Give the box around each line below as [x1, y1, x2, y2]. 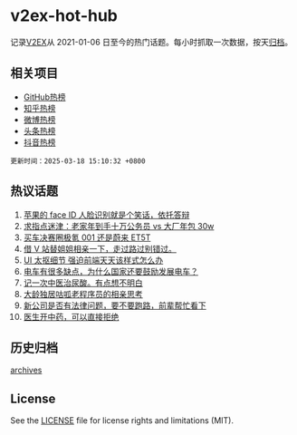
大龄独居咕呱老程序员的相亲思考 [23, 288, 143, 299]
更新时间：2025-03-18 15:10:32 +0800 [10, 156, 146, 166]
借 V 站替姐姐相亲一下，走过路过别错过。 [23, 243, 177, 254]
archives [10, 364, 43, 376]
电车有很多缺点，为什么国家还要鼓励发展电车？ [23, 266, 198, 276]
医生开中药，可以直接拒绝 [23, 311, 120, 322]
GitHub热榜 [23, 92, 66, 102]
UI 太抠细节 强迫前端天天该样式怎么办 [23, 255, 164, 266]
